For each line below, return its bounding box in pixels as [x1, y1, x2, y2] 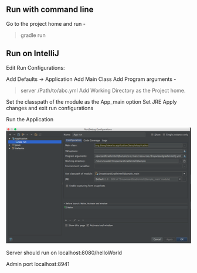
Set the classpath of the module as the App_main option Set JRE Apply [6, 98, 177, 105]
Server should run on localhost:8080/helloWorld [6, 249, 122, 257]
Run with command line [6, 5, 94, 15]
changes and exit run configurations [6, 104, 94, 111]
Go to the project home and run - [6, 20, 86, 27]
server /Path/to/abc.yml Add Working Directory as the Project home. [20, 87, 186, 94]
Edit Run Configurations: [6, 64, 65, 71]
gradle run [20, 32, 46, 39]
